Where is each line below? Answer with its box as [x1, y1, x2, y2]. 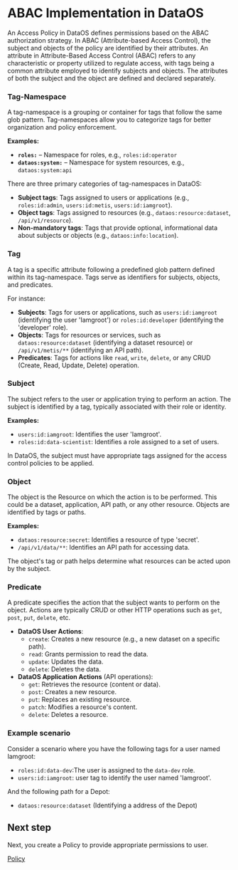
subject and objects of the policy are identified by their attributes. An [7, 43, 208, 52]
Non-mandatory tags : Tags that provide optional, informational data [17, 224, 218, 232]
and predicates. [7, 280, 53, 289]
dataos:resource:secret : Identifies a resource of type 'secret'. [17, 535, 200, 544]
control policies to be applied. [7, 458, 94, 467]
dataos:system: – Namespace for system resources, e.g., [17, 158, 185, 167]
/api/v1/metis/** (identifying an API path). [17, 345, 144, 354]
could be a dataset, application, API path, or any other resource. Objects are [7, 500, 230, 509]
